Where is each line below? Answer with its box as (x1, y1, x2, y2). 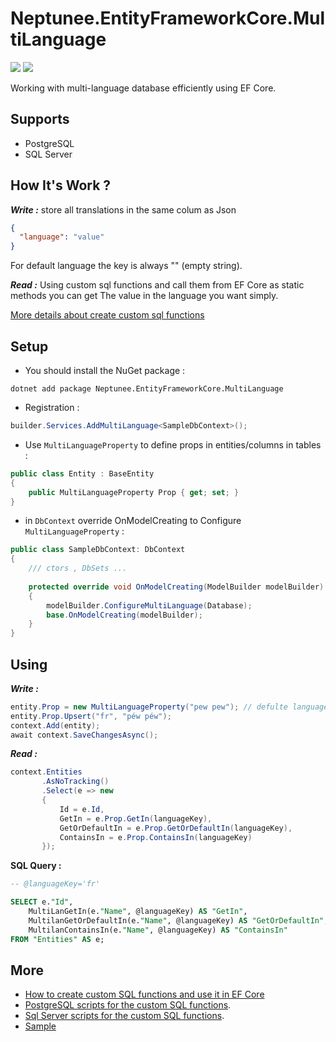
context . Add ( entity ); (10, 720, 101, 731)
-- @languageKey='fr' (10, 879, 101, 889)
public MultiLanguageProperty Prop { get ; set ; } (28, 487, 240, 497)
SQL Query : (10, 860, 62, 872)
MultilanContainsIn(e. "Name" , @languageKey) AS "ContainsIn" (28, 925, 288, 935)
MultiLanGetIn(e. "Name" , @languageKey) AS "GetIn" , (28, 907, 248, 917)
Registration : (24, 402, 80, 413)
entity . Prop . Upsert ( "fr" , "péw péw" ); (10, 711, 172, 721)
